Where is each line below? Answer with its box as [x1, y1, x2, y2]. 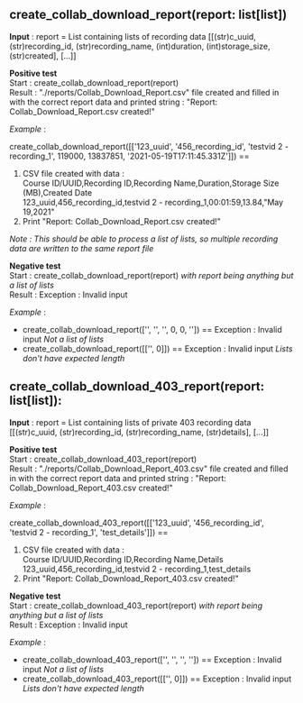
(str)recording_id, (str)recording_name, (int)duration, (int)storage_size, [9, 41, 271, 51]
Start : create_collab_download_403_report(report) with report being [9, 599, 263, 611]
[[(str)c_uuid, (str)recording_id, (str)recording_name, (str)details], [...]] [9, 426, 269, 437]
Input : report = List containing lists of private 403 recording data [9, 416, 252, 427]
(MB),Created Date [22, 187, 93, 197]
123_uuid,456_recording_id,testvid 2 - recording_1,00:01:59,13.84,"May [22, 196, 284, 207]
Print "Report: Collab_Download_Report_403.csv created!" [22, 572, 239, 584]
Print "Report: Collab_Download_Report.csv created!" [22, 215, 221, 226]
